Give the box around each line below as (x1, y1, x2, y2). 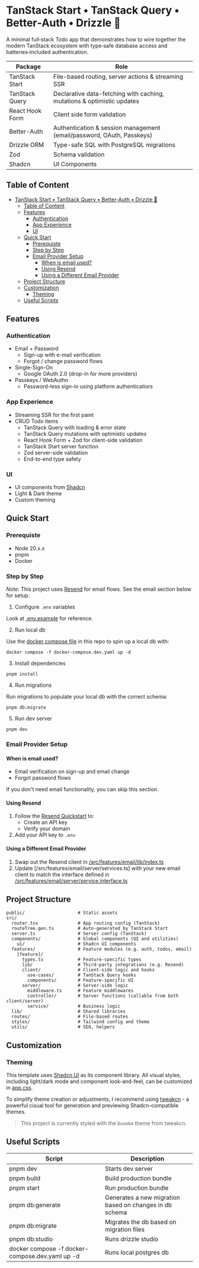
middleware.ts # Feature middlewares (27, 988, 134, 994)
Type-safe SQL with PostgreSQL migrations (53, 141, 176, 149)
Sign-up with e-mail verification (23, 351, 101, 359)
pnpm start (9, 1184, 40, 1192)
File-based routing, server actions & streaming (53, 72, 184, 81)
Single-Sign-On (14, 364, 53, 371)
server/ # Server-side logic (21, 983, 129, 989)
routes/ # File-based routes (11, 1014, 129, 1020)
